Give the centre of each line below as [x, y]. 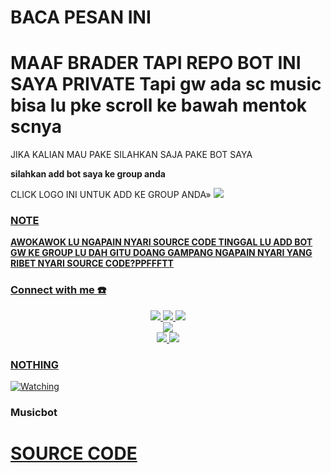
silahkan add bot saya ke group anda [88, 174]
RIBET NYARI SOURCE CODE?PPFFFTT [92, 263]
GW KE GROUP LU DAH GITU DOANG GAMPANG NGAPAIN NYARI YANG [161, 253]
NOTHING [35, 364]
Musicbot [34, 412]
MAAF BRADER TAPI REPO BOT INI [156, 63]
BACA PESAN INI [81, 17]
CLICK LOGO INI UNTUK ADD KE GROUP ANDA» [111, 195]
